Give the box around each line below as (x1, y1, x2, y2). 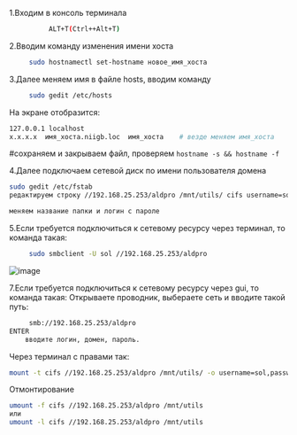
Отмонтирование (9, 385, 75, 395)
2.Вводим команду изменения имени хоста (9, 40, 174, 51)
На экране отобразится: (9, 106, 100, 118)
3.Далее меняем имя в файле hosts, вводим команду (9, 74, 211, 84)
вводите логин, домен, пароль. (25, 335, 141, 344)
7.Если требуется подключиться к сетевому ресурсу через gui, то (9, 283, 259, 293)
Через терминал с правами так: (9, 351, 130, 361)
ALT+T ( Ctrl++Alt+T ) (48, 25, 121, 34)
